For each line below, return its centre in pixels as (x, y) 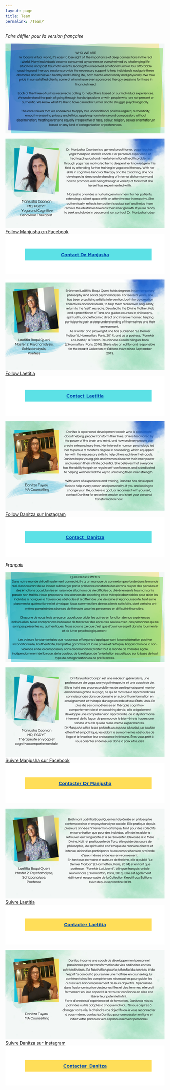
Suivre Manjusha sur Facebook (37, 761)
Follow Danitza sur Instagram (35, 514)
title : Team (18, 16)
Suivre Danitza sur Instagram (35, 1043)
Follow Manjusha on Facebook (37, 232)
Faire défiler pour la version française (45, 36)
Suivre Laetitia (20, 902)
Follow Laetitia (20, 373)
